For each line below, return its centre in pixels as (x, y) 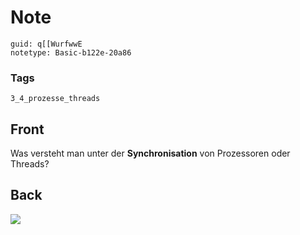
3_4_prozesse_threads (55, 99)
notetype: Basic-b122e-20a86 (71, 52)
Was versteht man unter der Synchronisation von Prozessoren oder (150, 153)
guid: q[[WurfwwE (46, 44)
